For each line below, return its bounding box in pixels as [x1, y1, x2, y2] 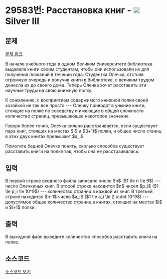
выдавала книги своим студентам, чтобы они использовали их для [5, 66, 149, 72]
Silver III [5, 15, 40, 27]
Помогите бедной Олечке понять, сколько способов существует [5, 143, 144, 149]
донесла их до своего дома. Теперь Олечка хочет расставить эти [5, 82, 146, 88]
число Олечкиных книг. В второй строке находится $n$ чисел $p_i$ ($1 [5, 183, 159, 189]
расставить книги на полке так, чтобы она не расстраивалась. [5, 148, 140, 154]
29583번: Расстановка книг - [5, 4, 131, 16]
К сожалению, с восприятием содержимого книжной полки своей [5, 97, 148, 103]
